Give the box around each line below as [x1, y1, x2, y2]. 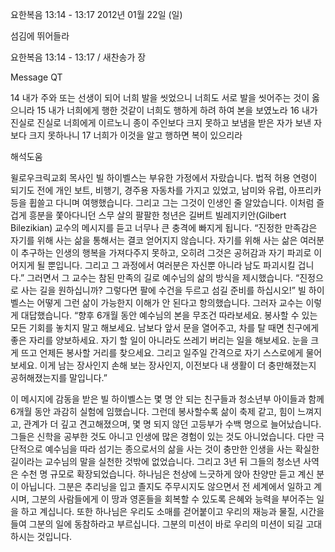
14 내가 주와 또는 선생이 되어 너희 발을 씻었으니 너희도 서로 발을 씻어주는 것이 [10, 92, 310, 103]
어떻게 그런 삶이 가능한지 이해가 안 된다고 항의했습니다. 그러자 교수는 [36, 297, 304, 308]
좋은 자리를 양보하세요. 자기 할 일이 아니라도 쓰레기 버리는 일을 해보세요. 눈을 [10, 334, 309, 346]
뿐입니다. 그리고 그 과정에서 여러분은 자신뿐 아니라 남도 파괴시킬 [47, 259, 296, 271]
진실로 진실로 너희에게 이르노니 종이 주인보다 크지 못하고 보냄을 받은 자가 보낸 [10, 117, 312, 128]
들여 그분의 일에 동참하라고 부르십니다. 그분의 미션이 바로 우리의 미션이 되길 [10, 518, 304, 530]
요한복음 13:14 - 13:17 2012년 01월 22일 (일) [10, 9, 183, 20]
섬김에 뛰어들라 [10, 30, 70, 42]
